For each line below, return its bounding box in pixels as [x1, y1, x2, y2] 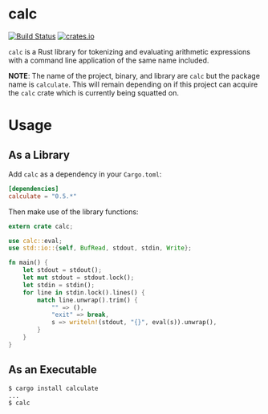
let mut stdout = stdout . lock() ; [22, 274, 135, 282]
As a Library [8, 148, 71, 161]
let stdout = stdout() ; [22, 266, 103, 274]
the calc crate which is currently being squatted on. [8, 87, 179, 97]
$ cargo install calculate [8, 384, 99, 392]
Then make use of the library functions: [8, 206, 139, 217]
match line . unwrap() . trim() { [37, 296, 138, 304]
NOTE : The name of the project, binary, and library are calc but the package [8, 71, 261, 80]
